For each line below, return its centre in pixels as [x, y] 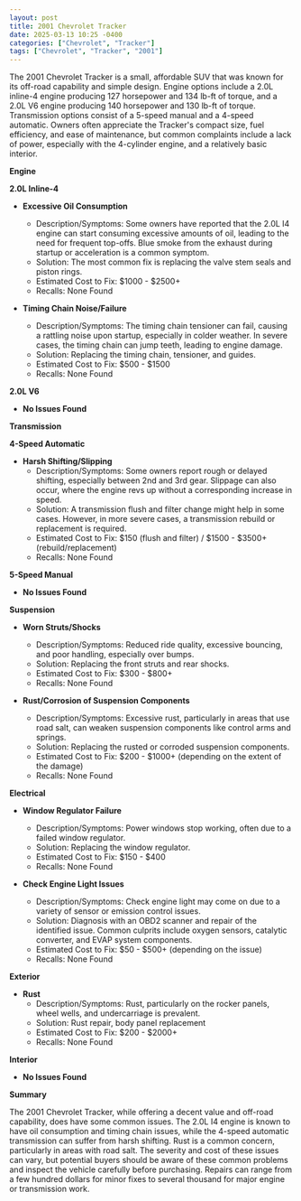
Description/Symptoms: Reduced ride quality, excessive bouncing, [159, 645]
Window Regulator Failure [72, 811]
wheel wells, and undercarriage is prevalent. [118, 1013]
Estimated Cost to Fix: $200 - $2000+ [106, 1033]
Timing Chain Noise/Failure [75, 309]
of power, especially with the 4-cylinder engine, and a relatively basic [138, 144]
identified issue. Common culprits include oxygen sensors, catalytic [161, 930]
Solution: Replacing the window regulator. [113, 847]
